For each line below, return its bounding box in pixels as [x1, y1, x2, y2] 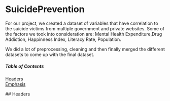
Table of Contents [5, 63, 44, 69]
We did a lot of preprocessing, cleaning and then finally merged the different [5, 46, 165, 52]
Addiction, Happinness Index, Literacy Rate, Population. [5, 36, 122, 42]
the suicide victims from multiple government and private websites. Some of [5, 25, 165, 31]
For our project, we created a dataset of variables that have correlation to [5, 20, 158, 26]
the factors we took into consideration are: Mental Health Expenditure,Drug [5, 31, 162, 37]
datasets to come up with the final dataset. [5, 52, 95, 58]
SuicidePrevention [5, 4, 85, 15]
